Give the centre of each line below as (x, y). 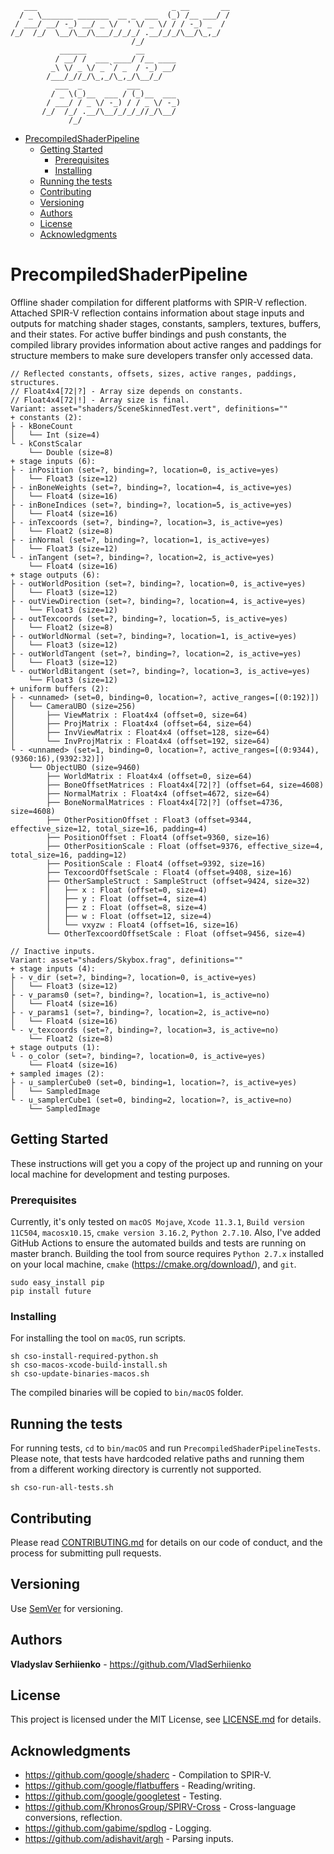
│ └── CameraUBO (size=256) (73, 706)
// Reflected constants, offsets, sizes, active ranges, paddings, (154, 373)
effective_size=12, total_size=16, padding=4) (109, 828)
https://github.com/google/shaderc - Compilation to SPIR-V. (148, 1775)
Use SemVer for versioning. (67, 1608)
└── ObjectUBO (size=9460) (84, 767)
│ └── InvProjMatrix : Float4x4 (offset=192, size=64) (140, 741)
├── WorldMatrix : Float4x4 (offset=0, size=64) (149, 776)
